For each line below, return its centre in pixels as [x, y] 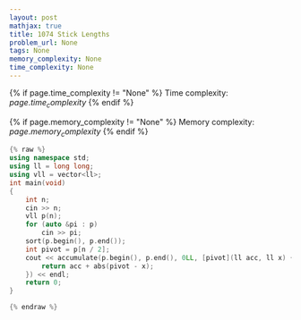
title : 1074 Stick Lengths [60, 34]
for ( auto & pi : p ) [62, 224]
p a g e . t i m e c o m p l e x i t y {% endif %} [72, 103]
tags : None [30, 51]
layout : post [34, 17]
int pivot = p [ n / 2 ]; [68, 249]
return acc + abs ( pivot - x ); [98, 266]
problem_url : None [43, 42]
